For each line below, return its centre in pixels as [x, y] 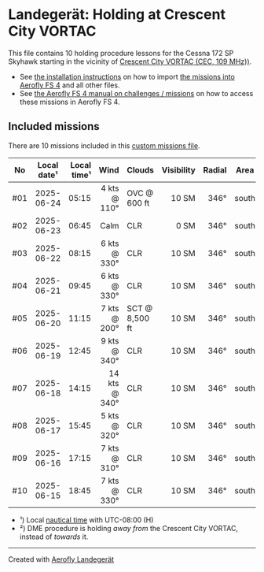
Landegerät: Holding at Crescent [117, 15]
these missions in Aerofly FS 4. [70, 102]
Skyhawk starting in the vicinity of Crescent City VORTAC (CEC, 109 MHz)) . [130, 61]
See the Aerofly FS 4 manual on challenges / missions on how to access [136, 93]
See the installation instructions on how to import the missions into [127, 76]
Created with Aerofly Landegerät [61, 559]
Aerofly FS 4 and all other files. [70, 85]
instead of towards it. [54, 537]
